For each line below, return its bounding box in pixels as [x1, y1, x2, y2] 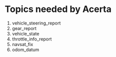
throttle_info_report [12, 36, 52, 42]
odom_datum [12, 46, 40, 52]
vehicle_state [12, 30, 40, 36]
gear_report [12, 25, 37, 31]
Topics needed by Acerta [5, 3, 111, 15]
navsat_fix [12, 41, 34, 47]
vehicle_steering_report [12, 20, 61, 26]
